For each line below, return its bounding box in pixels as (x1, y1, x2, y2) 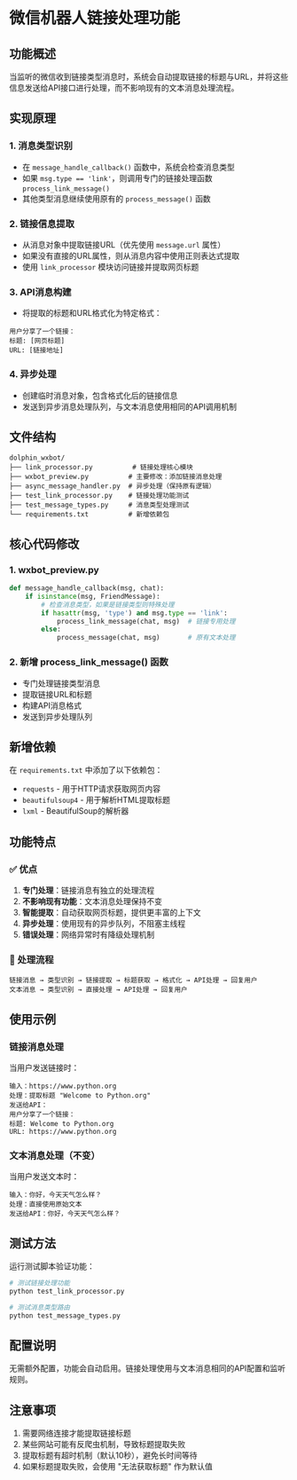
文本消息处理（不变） (9, 1149, 100, 1161)
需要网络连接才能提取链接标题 (21, 1428, 131, 1438)
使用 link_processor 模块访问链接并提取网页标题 (21, 261, 199, 272)
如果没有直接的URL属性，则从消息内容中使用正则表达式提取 (21, 250, 240, 261)
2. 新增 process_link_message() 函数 (9, 656, 168, 668)
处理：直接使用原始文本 (9, 1200, 82, 1209)
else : (41, 625, 62, 634)
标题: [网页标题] (9, 336, 65, 346)
